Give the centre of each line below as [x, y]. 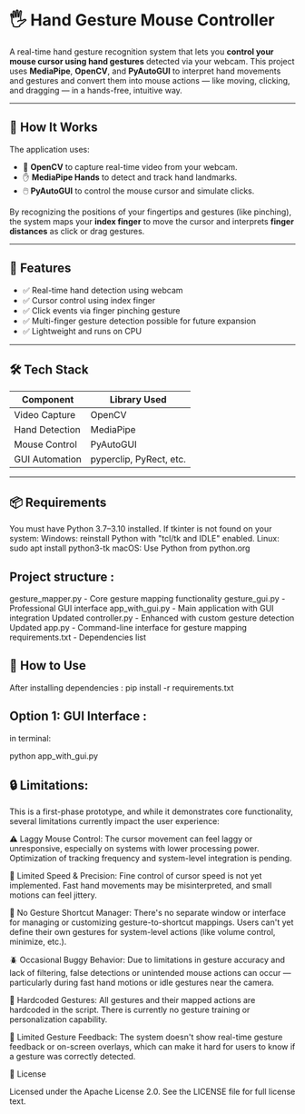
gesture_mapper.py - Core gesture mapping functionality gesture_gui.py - [148, 598]
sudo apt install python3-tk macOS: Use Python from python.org [130, 548]
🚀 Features [40, 269]
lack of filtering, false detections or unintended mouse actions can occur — [151, 973]
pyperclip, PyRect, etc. [138, 460]
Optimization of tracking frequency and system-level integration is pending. [151, 859]
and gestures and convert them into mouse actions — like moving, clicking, [150, 80]
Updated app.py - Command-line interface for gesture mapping [128, 627]
